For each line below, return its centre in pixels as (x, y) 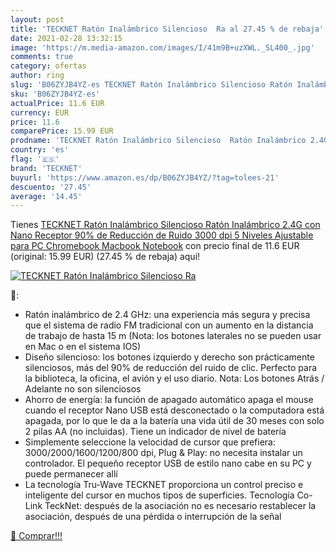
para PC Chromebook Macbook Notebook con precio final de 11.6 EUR (155, 246)
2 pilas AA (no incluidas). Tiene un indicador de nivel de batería (155, 432)
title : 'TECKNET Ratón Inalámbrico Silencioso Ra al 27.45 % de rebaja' (167, 29)
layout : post (37, 19)
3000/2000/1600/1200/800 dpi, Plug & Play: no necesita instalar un (163, 453)
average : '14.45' (46, 196)
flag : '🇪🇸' (35, 159)
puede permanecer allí (71, 474)
